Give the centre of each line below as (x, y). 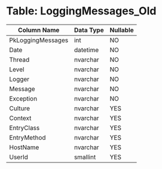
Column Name (39, 30)
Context (20, 118)
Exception (23, 98)
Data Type (89, 30)
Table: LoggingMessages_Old (81, 11)
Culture (20, 108)
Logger (19, 79)
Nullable (122, 30)
